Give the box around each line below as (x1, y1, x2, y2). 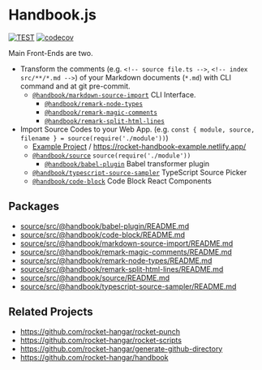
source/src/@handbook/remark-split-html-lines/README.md (19, 264, 224, 273)
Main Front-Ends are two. (8, 48, 93, 58)
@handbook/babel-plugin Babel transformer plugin (44, 158, 210, 168)
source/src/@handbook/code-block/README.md (19, 230, 185, 239)
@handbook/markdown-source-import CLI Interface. (32, 89, 196, 99)
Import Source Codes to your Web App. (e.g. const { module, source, (19, 124, 256, 134)
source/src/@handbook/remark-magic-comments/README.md (19, 247, 233, 256)
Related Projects (8, 305, 93, 319)
